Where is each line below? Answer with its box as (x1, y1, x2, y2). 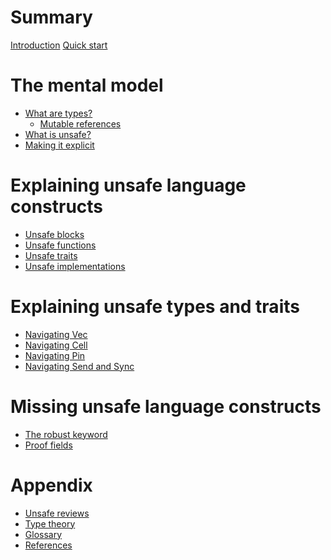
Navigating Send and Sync (24, 360, 135, 372)
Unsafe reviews (24, 507, 90, 519)
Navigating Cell (24, 339, 88, 351)
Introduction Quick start (10, 39, 108, 51)
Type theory (24, 517, 76, 530)
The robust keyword (24, 428, 108, 440)
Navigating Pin (24, 349, 86, 361)
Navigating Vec (24, 328, 88, 340)
